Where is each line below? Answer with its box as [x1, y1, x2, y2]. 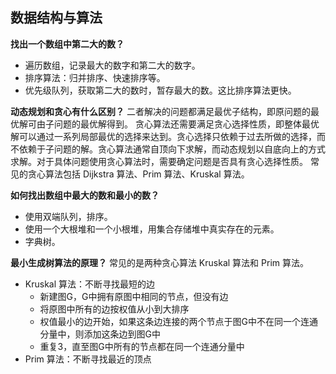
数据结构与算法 [10, 9, 103, 27]
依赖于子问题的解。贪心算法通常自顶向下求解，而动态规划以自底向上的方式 [18, 143, 326, 155]
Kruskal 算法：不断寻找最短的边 [24, 278, 156, 290]
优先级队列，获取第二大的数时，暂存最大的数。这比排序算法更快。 [24, 84, 297, 96]
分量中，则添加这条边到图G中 [39, 328, 162, 340]
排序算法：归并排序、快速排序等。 [24, 71, 166, 83]
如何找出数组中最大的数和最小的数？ [10, 189, 160, 201]
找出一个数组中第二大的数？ [10, 38, 125, 50]
